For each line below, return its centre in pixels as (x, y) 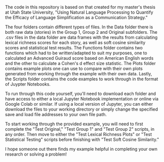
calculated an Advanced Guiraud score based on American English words (79, 58)
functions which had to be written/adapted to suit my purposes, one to (76, 53)
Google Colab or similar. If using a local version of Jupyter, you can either (79, 104)
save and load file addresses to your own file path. (56, 114)
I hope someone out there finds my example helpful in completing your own (81, 149)
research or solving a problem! (36, 154)
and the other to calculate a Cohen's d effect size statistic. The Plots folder (80, 63)
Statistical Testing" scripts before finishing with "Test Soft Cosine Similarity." (82, 139)
